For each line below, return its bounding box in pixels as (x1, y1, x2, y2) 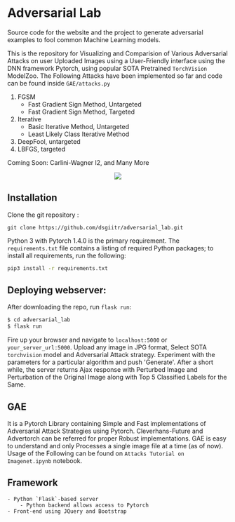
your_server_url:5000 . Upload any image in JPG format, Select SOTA (7, 343, 207, 352)
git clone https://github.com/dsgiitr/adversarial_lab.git (7, 224, 184, 231)
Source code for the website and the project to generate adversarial (7, 28, 203, 36)
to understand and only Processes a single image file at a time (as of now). (7, 442, 223, 450)
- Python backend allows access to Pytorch (20, 502, 149, 509)
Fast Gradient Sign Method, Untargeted (27, 100, 142, 108)
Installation (7, 192, 58, 204)
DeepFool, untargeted (17, 137, 81, 145)
